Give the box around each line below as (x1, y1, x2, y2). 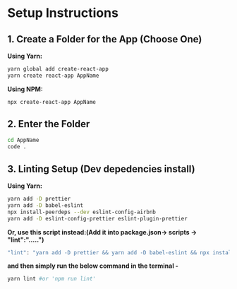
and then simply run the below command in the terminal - (7, 261, 178, 270)
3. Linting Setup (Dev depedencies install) (7, 163, 195, 175)
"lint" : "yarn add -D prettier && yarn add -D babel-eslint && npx (7, 249, 210, 256)
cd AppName (7, 136, 39, 144)
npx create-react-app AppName (7, 98, 97, 105)
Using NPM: (7, 85, 44, 93)
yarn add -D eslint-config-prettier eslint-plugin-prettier (7, 215, 188, 222)
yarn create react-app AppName (7, 72, 99, 79)
